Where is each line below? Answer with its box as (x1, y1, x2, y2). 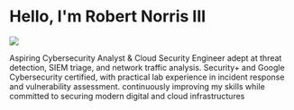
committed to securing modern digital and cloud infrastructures (9, 90, 245, 101)
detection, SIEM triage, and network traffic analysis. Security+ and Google (9, 62, 286, 72)
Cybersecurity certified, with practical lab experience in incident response (9, 72, 285, 82)
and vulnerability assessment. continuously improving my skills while (9, 80, 266, 91)
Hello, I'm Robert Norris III (9, 6, 207, 27)
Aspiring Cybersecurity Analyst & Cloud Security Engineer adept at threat (9, 52, 282, 63)
